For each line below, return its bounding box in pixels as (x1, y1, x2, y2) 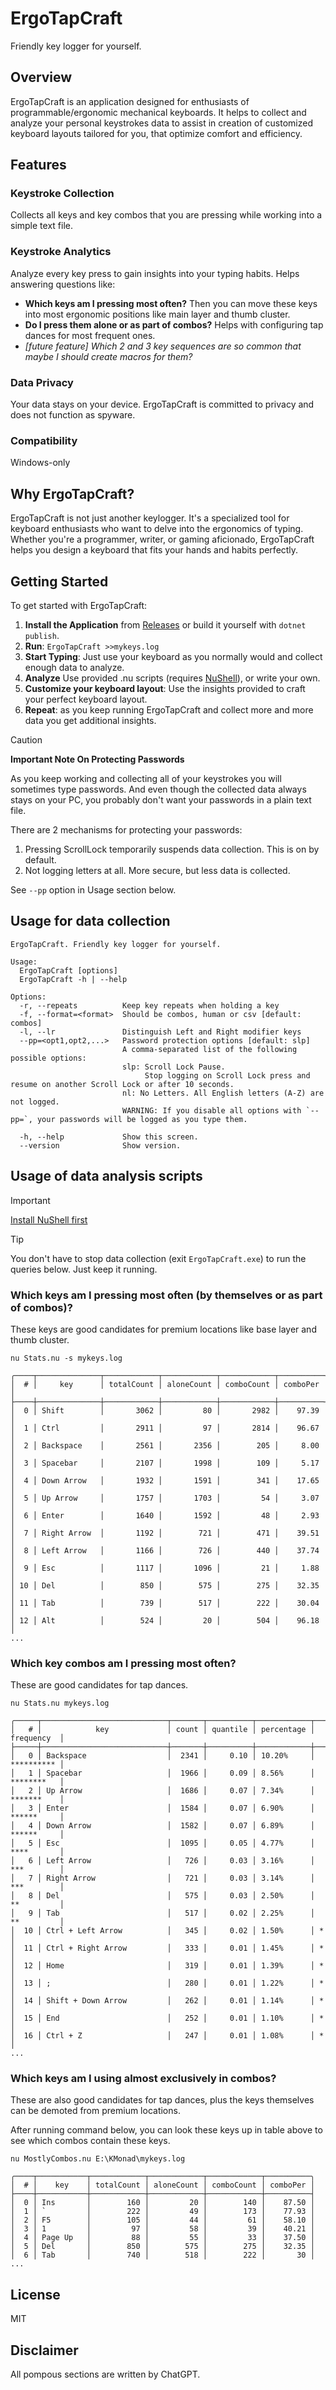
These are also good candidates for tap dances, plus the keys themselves (10, 2094, 315, 2106)
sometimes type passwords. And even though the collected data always (10, 783, 307, 795)
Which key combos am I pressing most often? (10, 1656, 237, 1670)
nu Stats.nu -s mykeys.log (10, 1353, 123, 1363)
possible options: (10, 1053, 87, 1063)
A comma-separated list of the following (121, 1044, 298, 1054)
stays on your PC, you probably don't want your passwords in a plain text (10, 793, 312, 806)
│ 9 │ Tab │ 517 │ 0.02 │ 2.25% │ (10, 1908, 315, 1919)
